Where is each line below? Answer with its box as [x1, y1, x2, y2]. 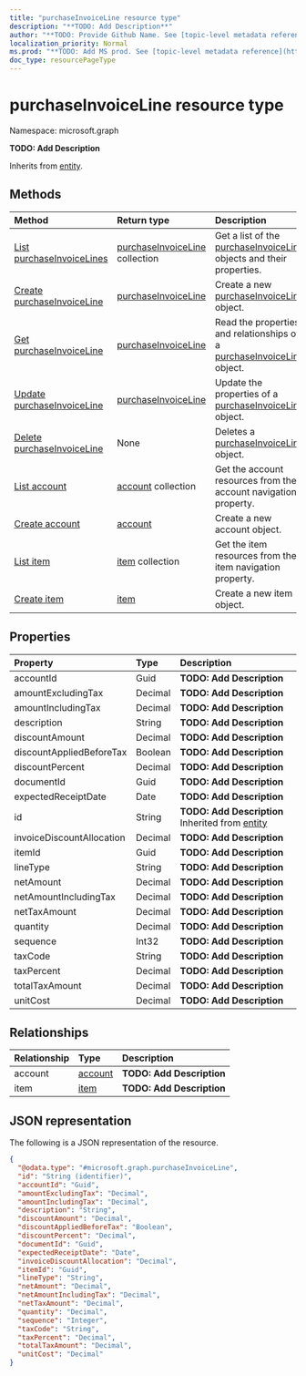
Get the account [214, 462, 284, 475]
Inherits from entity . [9, 160, 84, 171]
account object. [214, 523, 282, 536]
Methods [9, 187, 62, 202]
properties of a [214, 387, 279, 400]
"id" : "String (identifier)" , [17, 1172, 132, 1181]
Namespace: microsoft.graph [9, 125, 119, 136]
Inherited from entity [179, 816, 268, 829]
